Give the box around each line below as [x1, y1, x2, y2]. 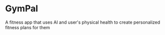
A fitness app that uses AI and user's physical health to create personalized [5, 19, 161, 25]
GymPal [5, 3, 38, 14]
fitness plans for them [5, 24, 50, 30]
